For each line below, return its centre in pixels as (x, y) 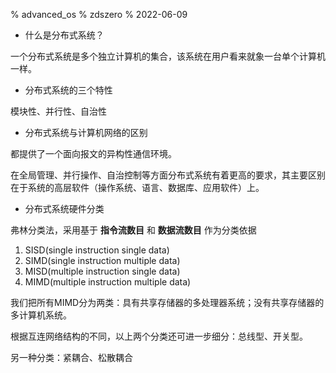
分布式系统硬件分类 (64, 208)
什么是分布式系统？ (64, 35)
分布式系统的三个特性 (68, 90)
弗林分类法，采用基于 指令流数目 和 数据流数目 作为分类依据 (133, 230)
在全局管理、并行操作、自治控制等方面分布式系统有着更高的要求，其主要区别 (168, 175)
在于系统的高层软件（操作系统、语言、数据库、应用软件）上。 (137, 187)
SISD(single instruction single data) (97, 250)
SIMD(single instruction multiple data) (102, 260)
